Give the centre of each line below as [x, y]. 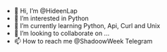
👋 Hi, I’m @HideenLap [45, 11]
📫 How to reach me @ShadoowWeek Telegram [83, 41]
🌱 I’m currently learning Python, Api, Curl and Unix [87, 26]
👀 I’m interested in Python [51, 18]
